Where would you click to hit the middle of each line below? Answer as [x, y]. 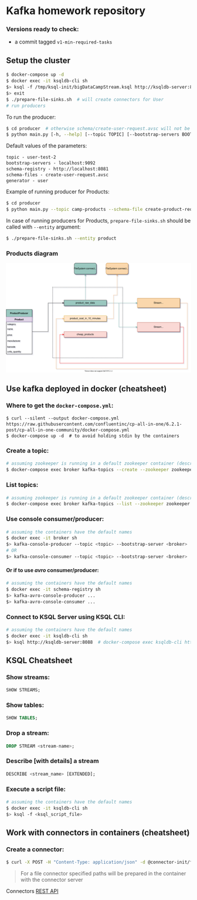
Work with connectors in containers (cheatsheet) [98, 832]
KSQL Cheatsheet [39, 660]
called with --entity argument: [43, 227]
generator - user [27, 181]
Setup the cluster [38, 60]
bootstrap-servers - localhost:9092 [51, 163]
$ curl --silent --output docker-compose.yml [62, 418]
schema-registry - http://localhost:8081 [57, 169]
